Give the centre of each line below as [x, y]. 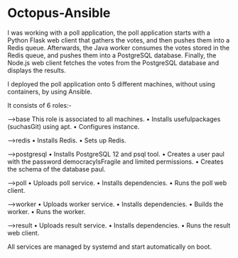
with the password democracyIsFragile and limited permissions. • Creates [115, 162]
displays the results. [37, 70]
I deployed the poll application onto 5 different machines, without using [111, 84]
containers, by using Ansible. [50, 91]
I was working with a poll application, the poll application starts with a [109, 33]
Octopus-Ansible [59, 13]
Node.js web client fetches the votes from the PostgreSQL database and [113, 62]
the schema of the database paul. [56, 169]
